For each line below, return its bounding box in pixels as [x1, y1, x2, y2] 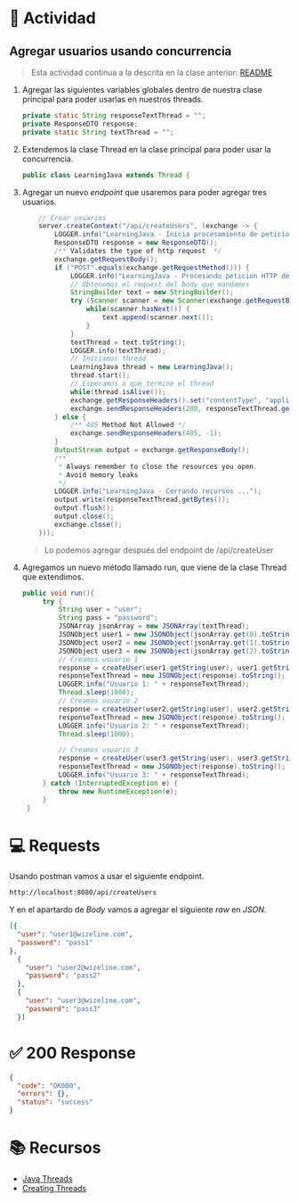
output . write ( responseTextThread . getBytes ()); [54, 495, 230, 505]
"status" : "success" [17, 1098, 93, 1107]
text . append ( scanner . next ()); [101, 313, 214, 322]
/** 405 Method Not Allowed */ [69, 421, 187, 430]
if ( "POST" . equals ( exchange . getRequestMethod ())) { [54, 263, 250, 272]
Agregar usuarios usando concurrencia [9, 44, 232, 59]
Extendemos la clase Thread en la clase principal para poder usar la [21, 144, 271, 154]
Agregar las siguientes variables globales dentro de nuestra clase [21, 85, 262, 95]
